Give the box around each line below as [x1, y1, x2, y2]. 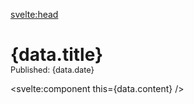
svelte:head [10, 9, 59, 20]
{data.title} [10, 44, 104, 66]
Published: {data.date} [10, 65, 95, 76]
